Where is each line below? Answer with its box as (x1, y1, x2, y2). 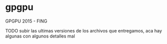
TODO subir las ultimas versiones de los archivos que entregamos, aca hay (5, 27, 162, 33)
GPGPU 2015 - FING (5, 18, 47, 24)
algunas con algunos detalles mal (5, 33, 75, 39)
